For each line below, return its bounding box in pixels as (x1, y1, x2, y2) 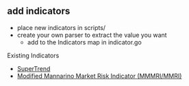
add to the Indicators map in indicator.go (27, 38, 142, 46)
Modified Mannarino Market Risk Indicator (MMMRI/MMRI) (16, 72, 182, 80)
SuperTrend (16, 64, 51, 72)
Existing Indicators (7, 51, 60, 59)
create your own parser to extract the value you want (16, 31, 167, 39)
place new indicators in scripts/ (16, 23, 106, 31)
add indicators (7, 5, 71, 17)
